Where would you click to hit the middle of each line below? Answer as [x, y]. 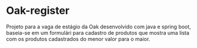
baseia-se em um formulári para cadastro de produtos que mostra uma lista [98, 32]
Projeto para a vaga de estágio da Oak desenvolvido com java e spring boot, [98, 27]
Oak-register [38, 11]
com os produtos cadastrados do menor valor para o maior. [78, 39]
